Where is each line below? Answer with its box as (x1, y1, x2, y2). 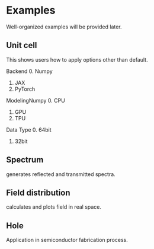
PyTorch (14, 85, 36, 92)
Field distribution (6, 187, 70, 197)
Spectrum (6, 155, 44, 165)
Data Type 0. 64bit (6, 126, 52, 133)
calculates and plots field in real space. (6, 203, 102, 210)
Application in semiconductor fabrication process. (6, 237, 129, 244)
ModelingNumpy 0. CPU (6, 97, 65, 104)
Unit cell (6, 40, 37, 50)
